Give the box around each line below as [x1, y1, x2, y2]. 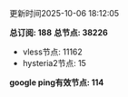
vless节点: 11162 [22, 46, 84, 57]
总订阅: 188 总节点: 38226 [9, 27, 109, 38]
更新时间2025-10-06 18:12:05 [9, 8, 120, 18]
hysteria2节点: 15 [22, 58, 86, 68]
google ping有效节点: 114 [9, 77, 104, 88]
